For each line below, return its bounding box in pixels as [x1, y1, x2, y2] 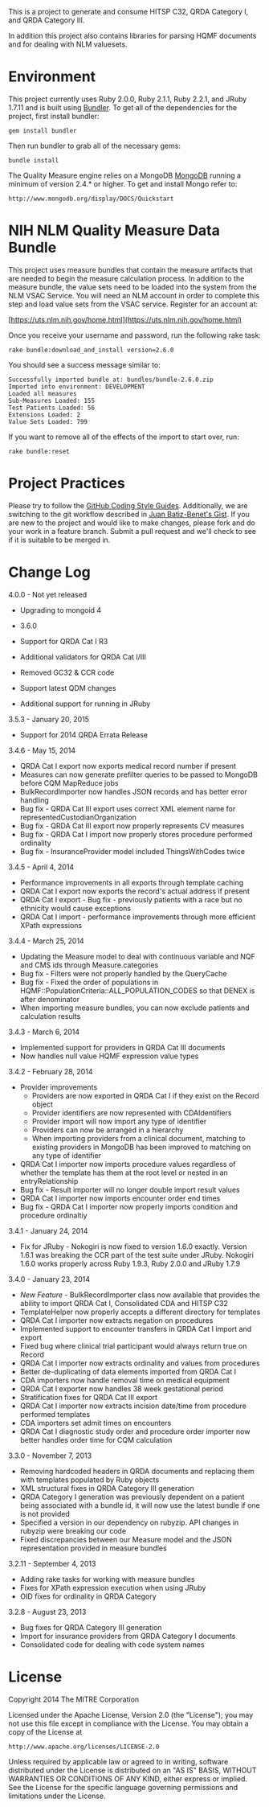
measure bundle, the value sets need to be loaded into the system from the [8, 281, 257, 292]
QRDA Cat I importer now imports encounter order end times [19, 1193, 221, 1203]
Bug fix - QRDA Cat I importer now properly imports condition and [19, 1201, 238, 1211]
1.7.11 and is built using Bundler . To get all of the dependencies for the [8, 102, 238, 112]
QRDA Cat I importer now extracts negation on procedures [19, 1315, 214, 1325]
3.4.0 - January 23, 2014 [8, 1274, 91, 1283]
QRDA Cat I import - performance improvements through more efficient [19, 912, 255, 922]
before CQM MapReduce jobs [19, 778, 119, 787]
